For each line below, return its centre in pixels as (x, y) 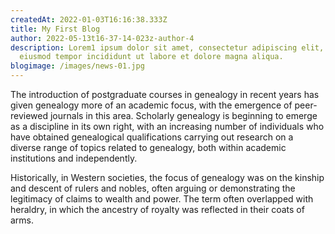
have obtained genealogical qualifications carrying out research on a (152, 137)
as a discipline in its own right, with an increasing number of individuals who (167, 126)
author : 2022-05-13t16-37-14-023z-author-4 (102, 38)
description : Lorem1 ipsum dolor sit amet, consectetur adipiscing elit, (167, 47)
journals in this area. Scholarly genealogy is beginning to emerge (183, 115)
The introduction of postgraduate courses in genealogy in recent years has (165, 94)
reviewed (29, 115)
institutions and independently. (74, 158)
